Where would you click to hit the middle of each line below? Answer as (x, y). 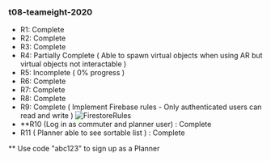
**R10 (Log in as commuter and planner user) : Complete (116, 125)
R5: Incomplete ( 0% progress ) (72, 73)
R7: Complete (42, 90)
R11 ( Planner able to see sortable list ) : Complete (102, 133)
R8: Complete (43, 99)
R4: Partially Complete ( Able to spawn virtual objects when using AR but (141, 56)
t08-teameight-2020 (51, 12)
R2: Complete (43, 38)
